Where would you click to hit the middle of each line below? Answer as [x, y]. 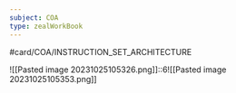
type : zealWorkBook [46, 26]
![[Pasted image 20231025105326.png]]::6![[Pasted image [118, 70]
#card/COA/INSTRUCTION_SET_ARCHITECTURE [101, 51]
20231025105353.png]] [53, 79]
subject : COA [34, 18]
